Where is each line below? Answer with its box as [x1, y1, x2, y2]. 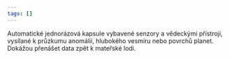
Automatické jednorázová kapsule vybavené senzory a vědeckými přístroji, [7, 29, 223, 37]
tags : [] [7, 10, 33, 17]
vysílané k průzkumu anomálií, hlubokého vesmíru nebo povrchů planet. [7, 36, 214, 45]
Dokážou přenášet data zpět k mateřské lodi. [7, 44, 136, 52]
